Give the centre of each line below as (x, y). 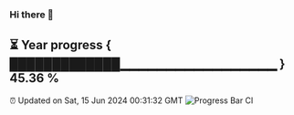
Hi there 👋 (32, 15)
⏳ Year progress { (61, 45)
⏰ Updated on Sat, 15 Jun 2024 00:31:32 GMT (96, 100)
